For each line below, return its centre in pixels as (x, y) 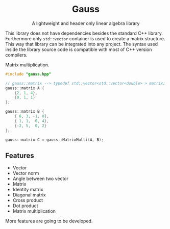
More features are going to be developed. (49, 221)
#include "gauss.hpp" (28, 74)
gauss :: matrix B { (25, 112)
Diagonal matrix (29, 195)
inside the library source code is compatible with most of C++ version (79, 49)
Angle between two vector (41, 179)
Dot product (25, 206)
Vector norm (26, 173)
